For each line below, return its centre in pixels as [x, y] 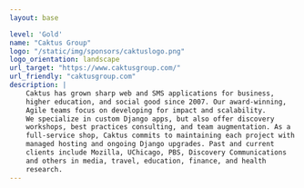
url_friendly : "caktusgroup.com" [73, 77]
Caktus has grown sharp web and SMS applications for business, [150, 93]
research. [45, 169]
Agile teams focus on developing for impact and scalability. [146, 110]
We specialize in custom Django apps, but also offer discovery [150, 119]
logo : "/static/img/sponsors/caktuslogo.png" [97, 51]
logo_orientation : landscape [65, 60]
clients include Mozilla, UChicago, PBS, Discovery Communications [156, 153]
